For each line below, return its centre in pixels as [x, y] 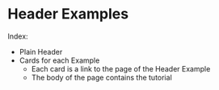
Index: [18, 36]
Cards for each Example [59, 60]
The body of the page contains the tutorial [102, 77]
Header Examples [68, 14]
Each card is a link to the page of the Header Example [121, 68]
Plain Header [41, 51]
